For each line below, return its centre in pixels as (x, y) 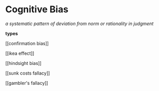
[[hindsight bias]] (24, 63)
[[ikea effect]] (20, 53)
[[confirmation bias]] (27, 43)
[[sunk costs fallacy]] (28, 73)
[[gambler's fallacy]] (27, 83)
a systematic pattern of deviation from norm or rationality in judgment (79, 24)
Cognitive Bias (37, 9)
